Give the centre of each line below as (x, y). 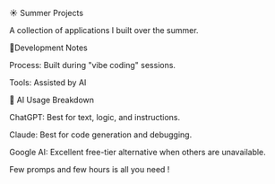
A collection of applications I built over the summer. (104, 30)
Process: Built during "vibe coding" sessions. (93, 65)
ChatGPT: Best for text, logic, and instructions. (95, 117)
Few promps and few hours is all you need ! (90, 169)
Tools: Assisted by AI (48, 83)
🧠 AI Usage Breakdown (52, 100)
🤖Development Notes (48, 48)
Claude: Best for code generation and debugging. (101, 135)
